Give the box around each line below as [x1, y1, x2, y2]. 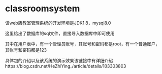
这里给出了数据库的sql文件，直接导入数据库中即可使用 [5, 30, 115, 36]
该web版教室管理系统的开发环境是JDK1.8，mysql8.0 [5, 20, 111, 26]
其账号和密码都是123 [5, 47, 47, 53]
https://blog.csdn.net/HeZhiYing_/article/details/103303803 [5, 63, 127, 69]
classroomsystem [5, 3, 80, 14]
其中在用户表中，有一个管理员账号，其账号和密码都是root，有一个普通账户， [5, 40, 160, 47]
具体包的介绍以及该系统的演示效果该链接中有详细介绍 [5, 57, 113, 63]
